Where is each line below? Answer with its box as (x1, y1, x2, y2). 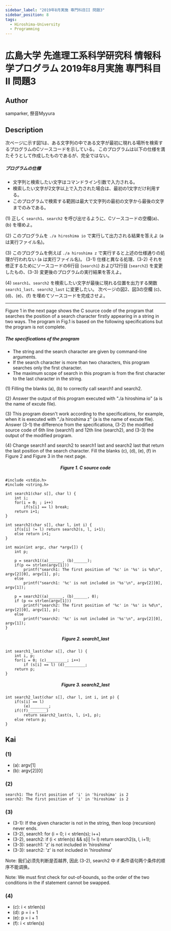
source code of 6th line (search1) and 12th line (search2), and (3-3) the (5, 427, 154, 433)
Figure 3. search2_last (61, 682, 110, 688)
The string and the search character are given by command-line (12, 348, 147, 354)
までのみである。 (12, 204, 49, 210)
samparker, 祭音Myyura (5, 110, 55, 116)
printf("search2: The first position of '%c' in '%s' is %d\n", (23, 603, 163, 608)
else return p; (14, 717, 47, 722)
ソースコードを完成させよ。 (50, 292, 108, 299)
